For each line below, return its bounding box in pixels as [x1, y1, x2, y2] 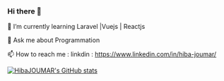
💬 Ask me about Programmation [7, 36, 100, 44]
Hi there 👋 [7, 6, 42, 16]
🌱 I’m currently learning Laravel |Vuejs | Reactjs [7, 23, 146, 31]
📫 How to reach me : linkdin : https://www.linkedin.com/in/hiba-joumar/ [7, 50, 217, 58]
